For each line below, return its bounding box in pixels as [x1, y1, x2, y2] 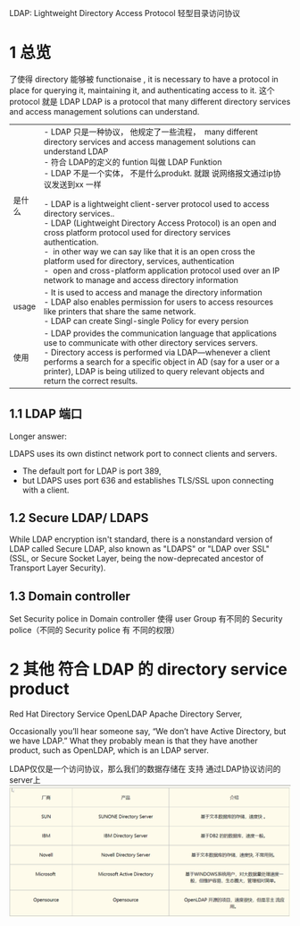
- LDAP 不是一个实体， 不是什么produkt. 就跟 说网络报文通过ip [43, 167, 274, 178]
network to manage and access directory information [43, 274, 239, 285]
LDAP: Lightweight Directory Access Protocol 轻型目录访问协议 [9, 8, 241, 18]
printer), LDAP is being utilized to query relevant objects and [43, 366, 265, 377]
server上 [9, 775, 42, 785]
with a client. [21, 484, 70, 495]
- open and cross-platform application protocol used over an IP [43, 265, 280, 276]
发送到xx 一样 [51, 178, 102, 190]
